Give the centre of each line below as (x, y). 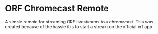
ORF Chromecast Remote (57, 8)
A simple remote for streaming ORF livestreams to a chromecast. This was (79, 22)
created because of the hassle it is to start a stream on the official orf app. (79, 26)
